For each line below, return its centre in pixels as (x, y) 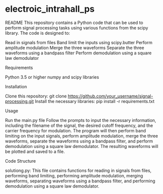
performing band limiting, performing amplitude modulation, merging (74, 175)
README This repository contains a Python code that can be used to (74, 23)
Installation (16, 86)
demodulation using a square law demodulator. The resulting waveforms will (82, 146)
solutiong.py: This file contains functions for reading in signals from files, (78, 170)
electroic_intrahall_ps (50, 9)
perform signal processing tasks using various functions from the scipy (77, 27)
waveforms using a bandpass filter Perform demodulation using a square (78, 53)
